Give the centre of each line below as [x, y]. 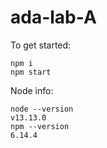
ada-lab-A [53, 17]
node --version [42, 109]
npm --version [40, 126]
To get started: [41, 45]
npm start [31, 72]
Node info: [32, 90]
